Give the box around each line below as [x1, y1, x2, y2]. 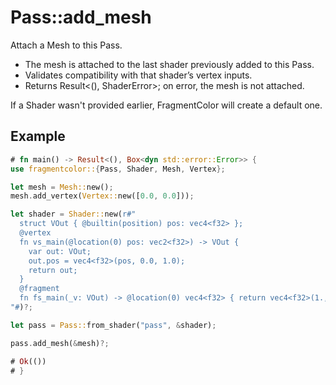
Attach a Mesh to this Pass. [10, 39, 123, 51]
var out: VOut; [28, 246, 92, 256]
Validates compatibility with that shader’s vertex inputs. [24, 69, 253, 81]
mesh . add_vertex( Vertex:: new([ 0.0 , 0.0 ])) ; [10, 191, 195, 201]
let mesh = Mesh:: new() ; [10, 182, 114, 192]
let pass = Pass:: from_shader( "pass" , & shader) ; [10, 320, 217, 330]
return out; [28, 265, 78, 275]
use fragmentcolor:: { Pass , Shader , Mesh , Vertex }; [10, 164, 226, 174]
